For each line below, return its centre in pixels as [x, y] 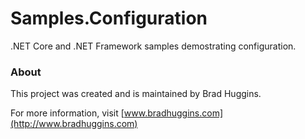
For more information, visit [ [67, 113]
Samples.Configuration [109, 18]
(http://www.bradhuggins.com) [74, 124]
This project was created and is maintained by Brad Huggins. [136, 94]
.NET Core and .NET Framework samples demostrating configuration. [153, 46]
